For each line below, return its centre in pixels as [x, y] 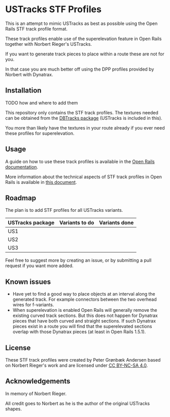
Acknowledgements [38, 381]
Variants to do [77, 223]
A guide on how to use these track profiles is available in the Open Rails [80, 162]
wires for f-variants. [33, 305]
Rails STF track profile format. [36, 28]
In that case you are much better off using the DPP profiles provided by [80, 69]
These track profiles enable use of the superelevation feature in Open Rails [83, 39]
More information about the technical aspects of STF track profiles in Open [84, 177]
